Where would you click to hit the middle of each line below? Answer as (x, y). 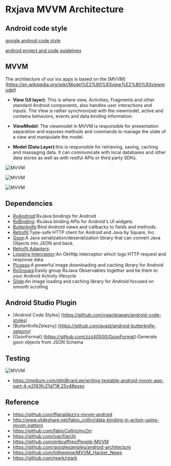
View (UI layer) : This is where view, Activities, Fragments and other (84, 100)
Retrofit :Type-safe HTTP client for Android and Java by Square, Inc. (84, 232)
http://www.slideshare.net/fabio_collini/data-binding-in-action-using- (86, 420)
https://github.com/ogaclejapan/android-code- (112, 315)
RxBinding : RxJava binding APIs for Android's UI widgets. (73, 221)
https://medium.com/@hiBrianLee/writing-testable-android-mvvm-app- (88, 380)
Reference (22, 402)
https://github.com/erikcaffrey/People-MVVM (61, 442)
